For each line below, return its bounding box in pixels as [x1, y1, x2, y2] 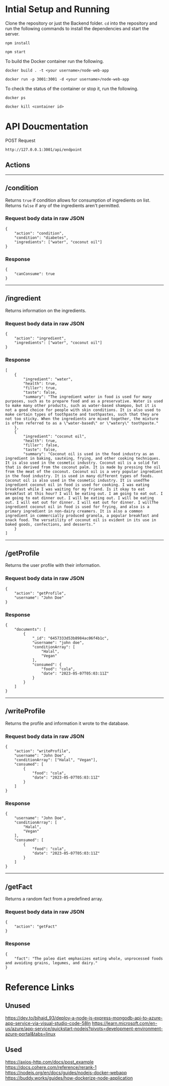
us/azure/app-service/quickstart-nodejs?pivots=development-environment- [5, 1025, 163, 1032]
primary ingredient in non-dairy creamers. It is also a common [5, 509, 143, 514]
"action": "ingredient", [14, 336, 66, 341]
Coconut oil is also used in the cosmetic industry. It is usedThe [5, 478, 150, 483]
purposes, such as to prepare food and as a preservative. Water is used [5, 398, 163, 403]
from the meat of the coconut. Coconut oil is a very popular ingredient [5, 469, 163, 474]
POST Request [5, 137, 36, 143]
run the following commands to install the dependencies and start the [5, 25, 149, 31]
